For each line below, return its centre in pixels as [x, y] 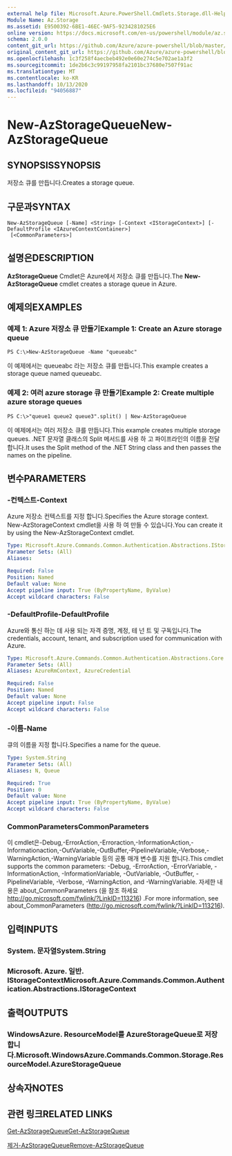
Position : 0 [24, 790]
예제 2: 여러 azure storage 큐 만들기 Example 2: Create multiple [111, 393]
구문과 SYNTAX [39, 207]
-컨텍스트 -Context [37, 500]
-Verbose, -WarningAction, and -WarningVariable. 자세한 [136, 882]
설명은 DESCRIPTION [51, 258]
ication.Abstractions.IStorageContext [72, 988]
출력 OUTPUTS [38, 1012]
